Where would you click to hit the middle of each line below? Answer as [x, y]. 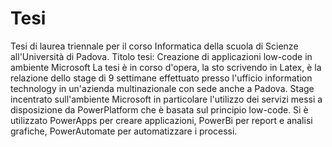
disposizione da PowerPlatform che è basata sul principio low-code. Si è [159, 109]
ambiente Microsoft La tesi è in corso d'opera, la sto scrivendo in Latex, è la [166, 67]
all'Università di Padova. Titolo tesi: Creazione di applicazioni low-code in [161, 56]
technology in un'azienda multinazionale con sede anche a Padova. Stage [162, 88]
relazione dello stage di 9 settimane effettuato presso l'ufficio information [161, 78]
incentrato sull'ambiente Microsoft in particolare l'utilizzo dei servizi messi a [166, 99]
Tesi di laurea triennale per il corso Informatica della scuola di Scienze [154, 46]
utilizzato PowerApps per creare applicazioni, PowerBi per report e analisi [161, 120]
